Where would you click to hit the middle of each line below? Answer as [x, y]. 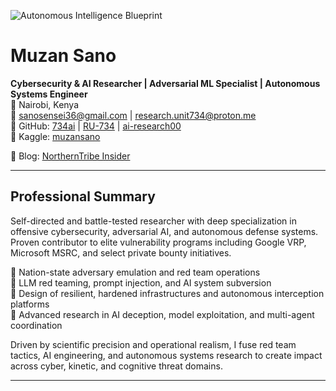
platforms [30, 304]
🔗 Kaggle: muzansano [55, 136]
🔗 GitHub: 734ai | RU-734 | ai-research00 [96, 126]
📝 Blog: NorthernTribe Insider [70, 156]
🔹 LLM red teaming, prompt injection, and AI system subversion [141, 282]
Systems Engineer [49, 94]
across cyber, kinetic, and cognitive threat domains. [116, 366]
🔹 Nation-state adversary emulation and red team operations [135, 272]
